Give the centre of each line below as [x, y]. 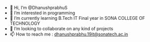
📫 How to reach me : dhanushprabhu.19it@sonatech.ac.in [69, 34]
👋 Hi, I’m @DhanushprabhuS [38, 8]
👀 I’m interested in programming [42, 13]
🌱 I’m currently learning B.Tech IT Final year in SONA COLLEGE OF [77, 18]
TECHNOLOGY [25, 23]
